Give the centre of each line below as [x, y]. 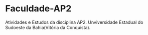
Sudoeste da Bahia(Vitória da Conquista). [48, 27]
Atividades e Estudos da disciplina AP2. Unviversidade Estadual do [74, 22]
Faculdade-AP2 [38, 9]
